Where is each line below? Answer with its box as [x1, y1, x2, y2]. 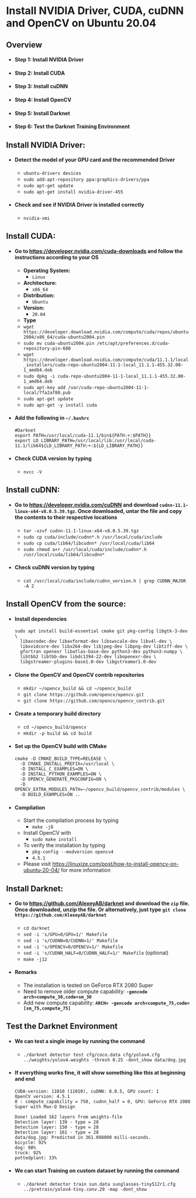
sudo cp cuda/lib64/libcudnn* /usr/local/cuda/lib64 [23, 540, 155, 546]
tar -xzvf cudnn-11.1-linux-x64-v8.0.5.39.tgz [23, 528, 139, 533]
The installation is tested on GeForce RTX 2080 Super [23, 982, 153, 989]
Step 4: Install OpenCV [14, 96, 72, 103]
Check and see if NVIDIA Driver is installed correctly [14, 201, 145, 208]
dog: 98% [14, 1145, 36, 1151]
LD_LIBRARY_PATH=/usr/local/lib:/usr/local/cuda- [33, 438, 157, 443]
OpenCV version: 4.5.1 [14, 1093, 70, 1099]
